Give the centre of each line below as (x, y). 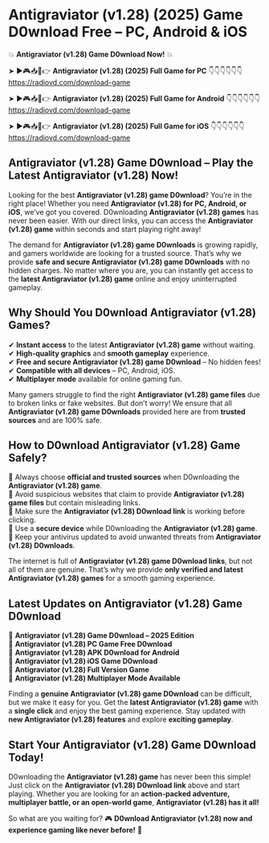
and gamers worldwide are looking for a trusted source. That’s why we (125, 253)
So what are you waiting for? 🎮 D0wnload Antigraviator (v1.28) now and (130, 818)
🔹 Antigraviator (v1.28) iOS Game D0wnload (83, 661)
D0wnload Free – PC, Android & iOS (128, 32)
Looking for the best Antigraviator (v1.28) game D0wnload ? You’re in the (130, 195)
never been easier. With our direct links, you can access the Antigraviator (131, 220)
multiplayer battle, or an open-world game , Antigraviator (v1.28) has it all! (134, 802)
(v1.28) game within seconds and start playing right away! (105, 229)
